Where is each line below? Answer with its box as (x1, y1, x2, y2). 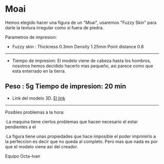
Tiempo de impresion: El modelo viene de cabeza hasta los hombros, (12, 58, 151, 63)
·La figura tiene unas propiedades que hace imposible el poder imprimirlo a (5, 133, 156, 139)
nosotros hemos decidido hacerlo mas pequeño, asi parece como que (12, 62, 153, 69)
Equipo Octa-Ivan (5, 153, 41, 159)
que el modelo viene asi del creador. (5, 143, 78, 149)
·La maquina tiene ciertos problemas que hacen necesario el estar (5, 119, 138, 124)
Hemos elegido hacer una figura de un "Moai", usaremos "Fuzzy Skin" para (5, 20, 157, 25)
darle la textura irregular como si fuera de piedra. (5, 24, 104, 30)
